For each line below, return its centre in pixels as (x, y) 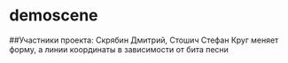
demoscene (54, 16)
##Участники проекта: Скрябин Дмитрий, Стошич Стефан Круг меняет (144, 40)
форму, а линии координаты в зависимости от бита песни (119, 49)
